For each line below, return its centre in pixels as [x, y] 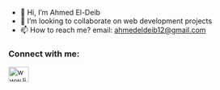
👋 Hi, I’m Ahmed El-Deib [60, 12]
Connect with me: [44, 54]
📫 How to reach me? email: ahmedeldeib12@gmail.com [113, 30]
